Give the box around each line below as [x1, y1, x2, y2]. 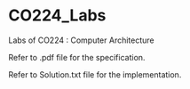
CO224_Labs [8, 5, 107, 26]
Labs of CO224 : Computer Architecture [8, 35, 154, 45]
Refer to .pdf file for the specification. [8, 52, 146, 62]
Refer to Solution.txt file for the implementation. [8, 69, 182, 80]
